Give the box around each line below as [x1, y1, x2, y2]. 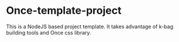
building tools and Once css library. [6, 29, 92, 36]
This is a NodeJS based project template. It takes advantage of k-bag [6, 23, 174, 30]
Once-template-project [6, 4, 122, 17]
